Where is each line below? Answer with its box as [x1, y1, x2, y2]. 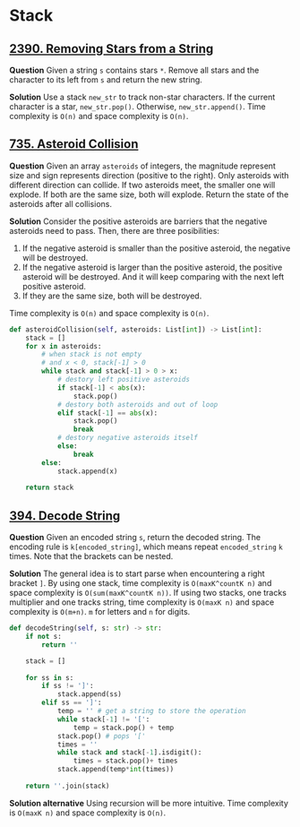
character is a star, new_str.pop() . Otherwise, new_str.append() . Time [9, 101, 266, 112]
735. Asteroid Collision [9, 136, 139, 152]
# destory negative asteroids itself [56, 434, 199, 443]
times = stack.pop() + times [73, 756, 178, 766]
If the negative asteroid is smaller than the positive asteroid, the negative [21, 243, 291, 254]
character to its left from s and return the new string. [9, 74, 203, 85]
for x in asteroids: [25, 341, 102, 350]
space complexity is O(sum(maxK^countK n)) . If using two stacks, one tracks [9, 588, 287, 599]
